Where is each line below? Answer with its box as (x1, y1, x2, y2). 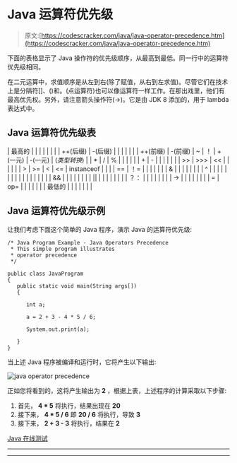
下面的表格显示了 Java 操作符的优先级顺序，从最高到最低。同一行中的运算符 (7, 54, 229, 62)
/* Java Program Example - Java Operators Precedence (7, 239, 169, 246)
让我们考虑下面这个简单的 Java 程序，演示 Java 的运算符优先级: (7, 225, 193, 233)
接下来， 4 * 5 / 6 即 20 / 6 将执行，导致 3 (17, 410, 141, 418)
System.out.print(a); (25, 326, 90, 333)
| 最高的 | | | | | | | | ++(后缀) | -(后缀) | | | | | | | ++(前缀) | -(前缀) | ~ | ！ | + (7, 146, 222, 156)
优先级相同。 (7, 62, 44, 71)
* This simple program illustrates (10, 245, 115, 252)
